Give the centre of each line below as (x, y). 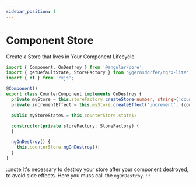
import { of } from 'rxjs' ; (40, 78)
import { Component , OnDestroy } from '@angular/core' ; (75, 67)
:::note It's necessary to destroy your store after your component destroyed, (97, 169)
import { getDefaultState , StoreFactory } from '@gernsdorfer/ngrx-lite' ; (99, 73)
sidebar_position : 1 (31, 11)
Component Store (50, 40)
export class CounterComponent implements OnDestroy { (74, 94)
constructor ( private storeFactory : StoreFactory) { (76, 126)
